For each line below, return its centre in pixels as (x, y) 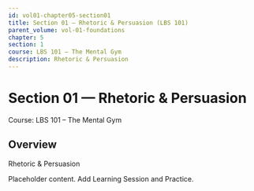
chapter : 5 (26, 37)
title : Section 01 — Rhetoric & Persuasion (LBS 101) (99, 23)
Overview (33, 145)
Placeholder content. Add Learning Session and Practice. (101, 178)
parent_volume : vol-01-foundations (67, 30)
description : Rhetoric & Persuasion (68, 60)
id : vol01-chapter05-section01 (60, 15)
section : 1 (26, 45)
